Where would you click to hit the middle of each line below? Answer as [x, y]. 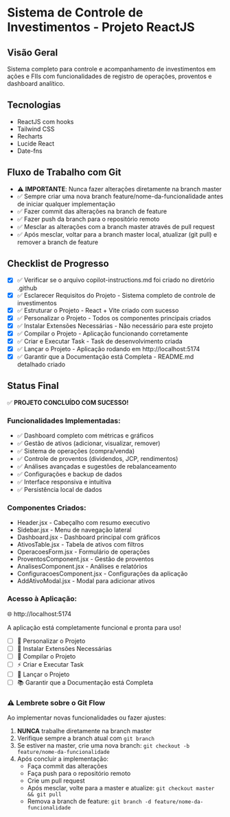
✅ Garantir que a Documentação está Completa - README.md [105, 356]
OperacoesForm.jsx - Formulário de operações [83, 552]
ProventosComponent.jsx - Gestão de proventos [85, 559]
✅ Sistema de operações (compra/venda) [76, 451]
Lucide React [36, 143]
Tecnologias [34, 105]
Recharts [30, 136]
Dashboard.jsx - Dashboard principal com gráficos [89, 537]
